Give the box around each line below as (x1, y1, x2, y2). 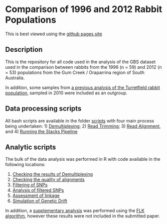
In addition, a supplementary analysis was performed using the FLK (5, 207, 144, 214)
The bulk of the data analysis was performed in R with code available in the (5, 156, 160, 162)
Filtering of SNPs (12, 182, 48, 188)
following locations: (5, 162, 46, 168)
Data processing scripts (5, 104, 82, 113)
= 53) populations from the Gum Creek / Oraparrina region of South (5, 69, 144, 75)
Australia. (5, 74, 25, 81)
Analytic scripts (5, 143, 56, 151)
